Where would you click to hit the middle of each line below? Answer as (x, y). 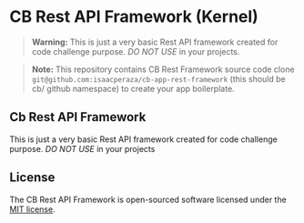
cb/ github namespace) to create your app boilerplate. (133, 88)
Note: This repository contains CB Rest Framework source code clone (163, 69)
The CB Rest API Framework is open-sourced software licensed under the (148, 199)
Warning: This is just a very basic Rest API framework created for (155, 42)
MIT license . (33, 209)
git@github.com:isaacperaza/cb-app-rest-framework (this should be (159, 78)
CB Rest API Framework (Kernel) (134, 17)
